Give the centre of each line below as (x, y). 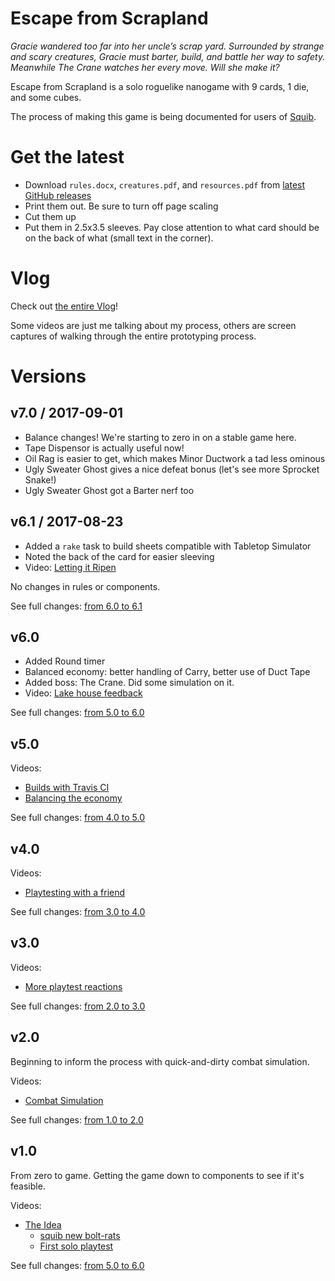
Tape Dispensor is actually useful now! (104, 448)
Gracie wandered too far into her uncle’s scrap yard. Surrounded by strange (167, 46)
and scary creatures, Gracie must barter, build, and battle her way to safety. (168, 56)
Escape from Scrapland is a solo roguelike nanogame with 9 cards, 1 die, (160, 86)
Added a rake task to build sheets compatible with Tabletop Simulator (168, 546)
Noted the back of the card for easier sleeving (119, 556)
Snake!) (40, 479)
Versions (48, 376)
